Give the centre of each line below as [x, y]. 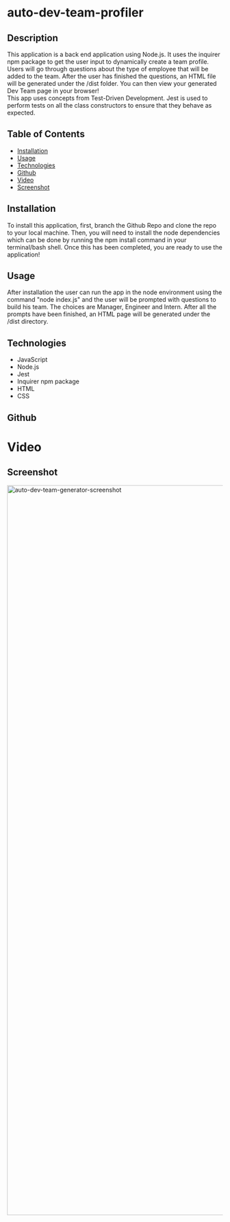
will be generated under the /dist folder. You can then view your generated [112, 83]
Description [33, 38]
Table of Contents [46, 134]
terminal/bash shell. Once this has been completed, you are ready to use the [115, 247]
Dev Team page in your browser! [53, 91]
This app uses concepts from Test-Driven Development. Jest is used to [107, 98]
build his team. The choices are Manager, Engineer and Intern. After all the [112, 307]
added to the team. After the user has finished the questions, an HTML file [112, 76]
